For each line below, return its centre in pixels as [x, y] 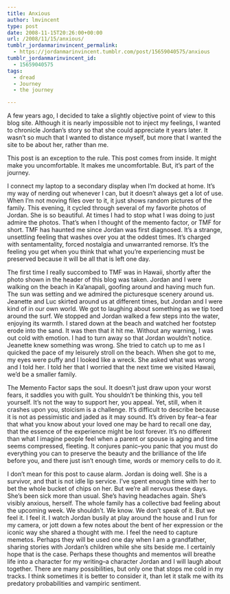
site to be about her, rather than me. [58, 145]
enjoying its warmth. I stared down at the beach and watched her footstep [112, 323]
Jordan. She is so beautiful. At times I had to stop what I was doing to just [111, 215]
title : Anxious [29, 13]
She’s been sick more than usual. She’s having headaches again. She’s [106, 496]
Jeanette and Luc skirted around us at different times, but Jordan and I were [115, 301]
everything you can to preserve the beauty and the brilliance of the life [107, 453]
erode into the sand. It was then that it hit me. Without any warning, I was [111, 331]
